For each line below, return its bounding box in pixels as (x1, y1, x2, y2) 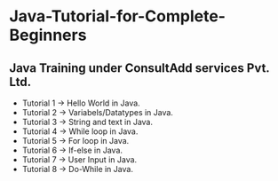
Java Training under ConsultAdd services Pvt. (9, 60, 270, 75)
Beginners (9, 25, 87, 45)
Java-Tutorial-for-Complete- (9, 6, 226, 27)
